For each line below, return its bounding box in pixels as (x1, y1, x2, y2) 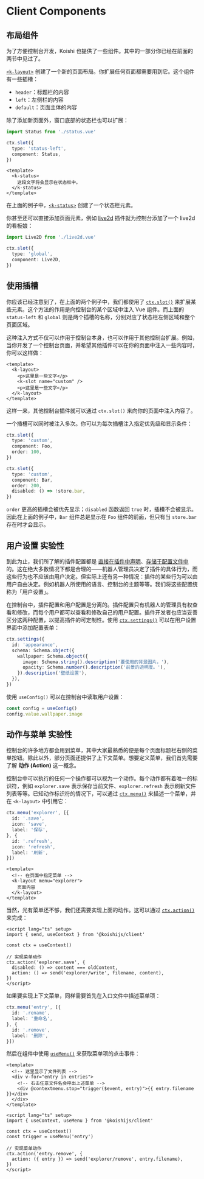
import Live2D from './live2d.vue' (6, 234, 97, 241)
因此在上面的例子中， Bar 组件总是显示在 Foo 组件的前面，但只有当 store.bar (6, 513, 197, 521)
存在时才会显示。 (6, 521, 49, 528)
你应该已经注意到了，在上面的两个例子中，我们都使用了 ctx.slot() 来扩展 (6, 298, 191, 305)
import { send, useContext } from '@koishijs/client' (6, 932, 146, 938)
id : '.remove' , (12, 1027, 50, 1033)
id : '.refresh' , (12, 838, 53, 844)
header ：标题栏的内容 (15, 88, 69, 96)
